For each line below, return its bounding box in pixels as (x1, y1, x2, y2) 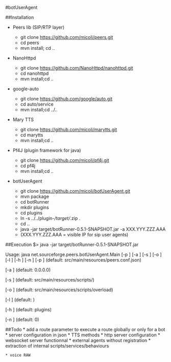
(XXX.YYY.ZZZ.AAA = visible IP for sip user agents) (20, 232, 129, 237)
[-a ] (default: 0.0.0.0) (5, 267, 51, 273)
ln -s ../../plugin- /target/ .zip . (20, 215, 81, 221)
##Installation (5, 14, 34, 20)
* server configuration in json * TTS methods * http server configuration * (5, 332, 160, 338)
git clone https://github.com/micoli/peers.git (20, 34, 113, 40)
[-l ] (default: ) (5, 297, 35, 303)
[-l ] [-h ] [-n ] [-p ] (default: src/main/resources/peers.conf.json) (5, 257, 142, 263)
